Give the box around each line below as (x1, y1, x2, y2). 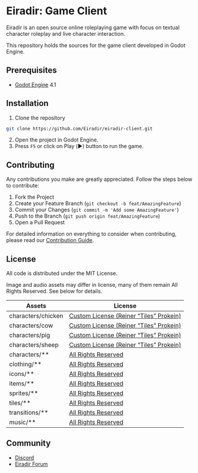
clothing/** (9, 360, 42, 368)
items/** (9, 380, 34, 388)
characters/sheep (9, 341, 59, 349)
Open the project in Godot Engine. (14, 136, 99, 143)
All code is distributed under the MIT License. (6, 270, 118, 277)
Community (6, 438, 51, 449)
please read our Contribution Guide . (6, 237, 94, 244)
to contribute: (6, 182, 40, 189)
